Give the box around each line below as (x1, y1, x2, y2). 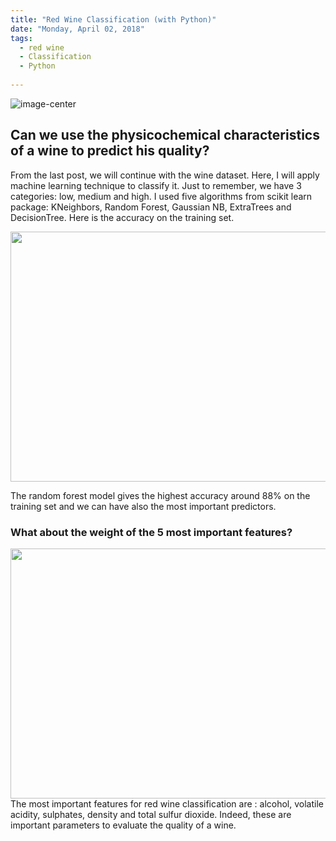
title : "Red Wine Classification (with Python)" (10, 14, 217, 25)
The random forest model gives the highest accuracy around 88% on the (10, 489, 311, 501)
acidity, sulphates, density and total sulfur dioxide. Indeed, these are (10, 808, 292, 820)
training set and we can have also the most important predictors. (10, 500, 277, 512)
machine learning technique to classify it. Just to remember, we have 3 (10, 179, 302, 191)
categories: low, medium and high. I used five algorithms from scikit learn (10, 190, 313, 202)
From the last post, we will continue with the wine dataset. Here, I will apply (10, 169, 320, 181)
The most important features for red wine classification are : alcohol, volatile (10, 797, 324, 810)
